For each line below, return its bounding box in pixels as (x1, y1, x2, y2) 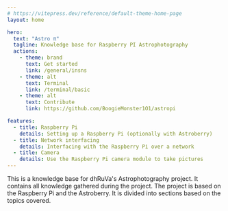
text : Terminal (25, 79, 69, 86)
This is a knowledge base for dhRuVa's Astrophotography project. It (7, 175, 199, 182)
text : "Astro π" (13, 35, 60, 42)
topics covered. (7, 197, 51, 204)
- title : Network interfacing (13, 136, 99, 144)
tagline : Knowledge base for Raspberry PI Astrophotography (13, 42, 188, 49)
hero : (7, 29, 23, 36)
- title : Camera (13, 149, 60, 156)
